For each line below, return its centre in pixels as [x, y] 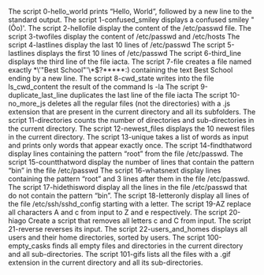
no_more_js [27, 103]
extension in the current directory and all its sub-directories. [106, 262]
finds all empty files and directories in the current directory [148, 246]
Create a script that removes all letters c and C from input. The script [139, 221]
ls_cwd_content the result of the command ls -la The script [104, 87]
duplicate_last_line [38, 95]
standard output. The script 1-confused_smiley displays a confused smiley [129, 20]
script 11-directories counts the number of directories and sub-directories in [131, 120]
